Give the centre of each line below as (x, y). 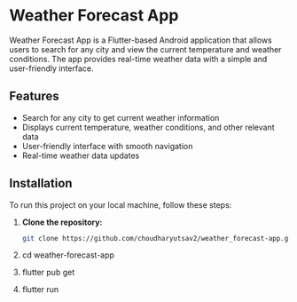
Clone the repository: (62, 222)
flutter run (40, 290)
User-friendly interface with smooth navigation (107, 146)
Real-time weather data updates (81, 155)
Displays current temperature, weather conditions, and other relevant (148, 127)
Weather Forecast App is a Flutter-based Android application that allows (141, 40)
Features (34, 96)
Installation (41, 183)
